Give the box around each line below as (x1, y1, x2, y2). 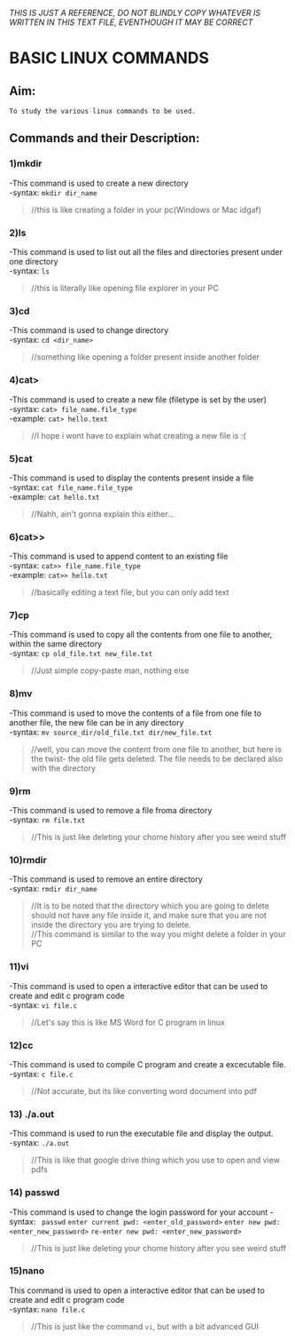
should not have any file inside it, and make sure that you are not (30, 910, 268, 921)
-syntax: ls (9, 266, 50, 276)
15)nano (9, 1265, 45, 1277)
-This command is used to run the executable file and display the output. (9, 1128, 274, 1139)
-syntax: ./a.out (9, 1138, 70, 1148)
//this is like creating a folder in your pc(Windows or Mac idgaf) (30, 204, 262, 215)
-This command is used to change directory (9, 325, 169, 336)
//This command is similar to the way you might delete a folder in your (30, 929, 286, 940)
